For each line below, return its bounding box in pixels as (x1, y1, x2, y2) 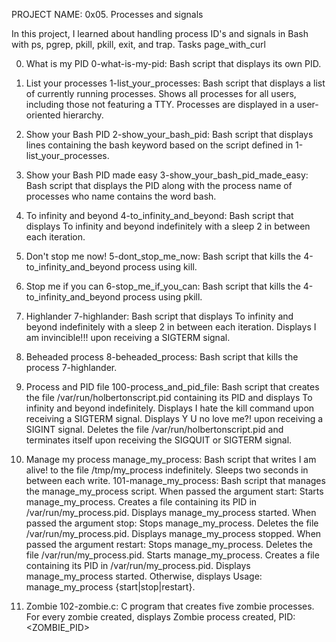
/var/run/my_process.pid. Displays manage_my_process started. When (25, 507, 317, 518)
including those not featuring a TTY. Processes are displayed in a (25, 99, 295, 110)
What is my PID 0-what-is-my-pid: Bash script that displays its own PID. (25, 58, 322, 69)
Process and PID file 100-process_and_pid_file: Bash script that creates (25, 381, 320, 393)
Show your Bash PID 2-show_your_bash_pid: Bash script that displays (25, 129, 314, 140)
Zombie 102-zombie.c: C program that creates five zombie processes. (25, 600, 315, 612)
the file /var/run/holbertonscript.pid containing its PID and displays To (25, 392, 313, 403)
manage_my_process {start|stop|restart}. (25, 581, 196, 593)
